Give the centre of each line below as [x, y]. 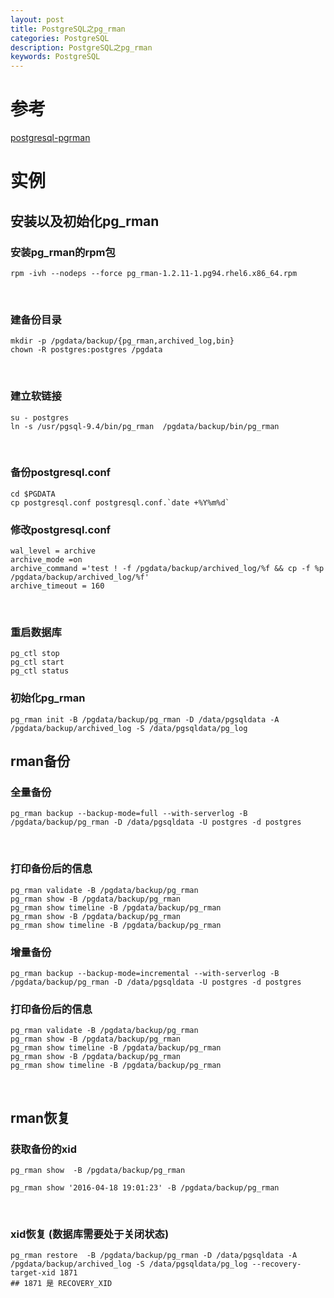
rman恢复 [40, 1117]
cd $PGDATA [33, 494]
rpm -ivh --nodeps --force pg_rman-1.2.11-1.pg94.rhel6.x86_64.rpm [154, 273]
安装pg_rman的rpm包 [63, 252]
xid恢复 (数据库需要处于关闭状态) [90, 1234]
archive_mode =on [46, 560]
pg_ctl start [37, 662]
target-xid [33, 1273]
